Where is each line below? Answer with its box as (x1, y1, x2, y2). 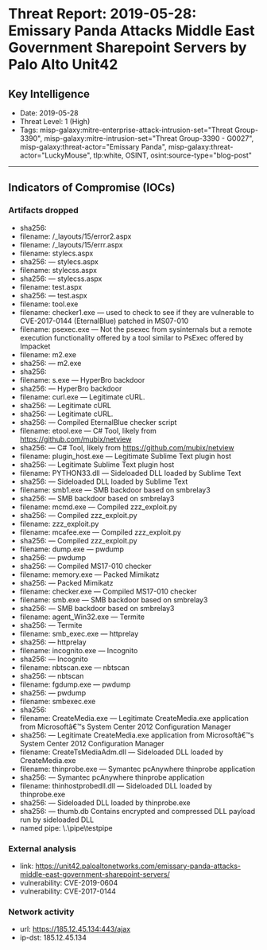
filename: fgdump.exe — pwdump (19, 679, 131, 689)
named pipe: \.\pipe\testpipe (19, 823, 113, 832)
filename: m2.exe (19, 349, 77, 359)
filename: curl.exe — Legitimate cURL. (19, 391, 145, 402)
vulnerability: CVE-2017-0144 (19, 886, 117, 896)
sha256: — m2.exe (19, 358, 82, 368)
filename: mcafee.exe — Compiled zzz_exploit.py (19, 527, 181, 537)
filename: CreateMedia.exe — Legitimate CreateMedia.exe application (19, 713, 249, 722)
